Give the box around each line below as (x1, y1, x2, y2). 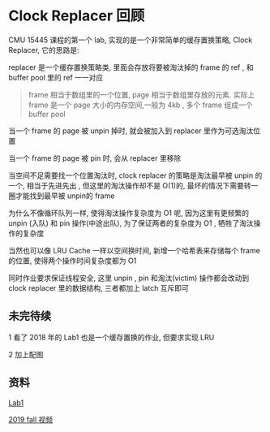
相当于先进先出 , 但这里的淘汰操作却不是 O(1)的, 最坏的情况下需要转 (26, 180, 251, 190)
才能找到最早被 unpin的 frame (15, 191, 115, 201)
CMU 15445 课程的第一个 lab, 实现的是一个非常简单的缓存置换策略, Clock (8, 35, 253, 45)
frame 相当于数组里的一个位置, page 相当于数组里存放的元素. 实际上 (28, 89, 255, 99)
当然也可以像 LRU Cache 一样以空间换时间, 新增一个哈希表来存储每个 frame (8, 245, 261, 255)
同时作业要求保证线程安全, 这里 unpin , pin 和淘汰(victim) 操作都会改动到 (8, 273, 250, 283)
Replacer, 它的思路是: (8, 45, 79, 54)
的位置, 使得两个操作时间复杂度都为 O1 (8, 256, 137, 266)
